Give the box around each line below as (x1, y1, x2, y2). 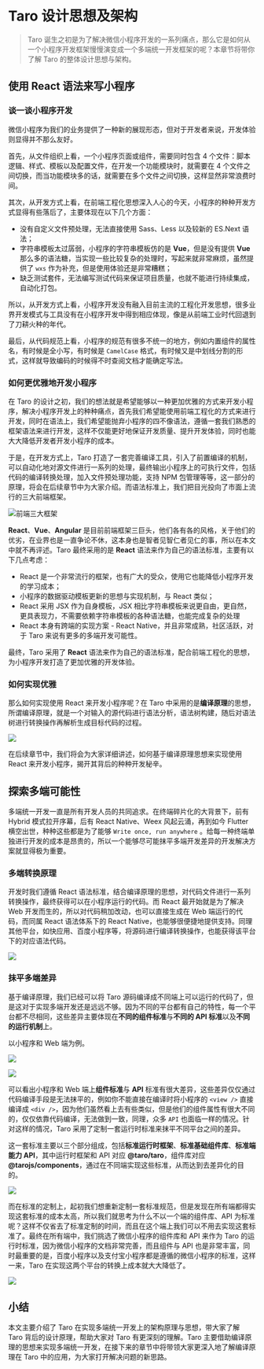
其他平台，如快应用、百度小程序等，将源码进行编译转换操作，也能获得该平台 (8, 926, 256, 936)
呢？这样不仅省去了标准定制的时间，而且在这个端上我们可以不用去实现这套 (8, 1221, 249, 1231)
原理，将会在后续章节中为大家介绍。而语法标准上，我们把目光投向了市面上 (8, 482, 249, 492)
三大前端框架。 (21, 492, 71, 501)
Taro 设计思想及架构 (8, 7, 138, 25)
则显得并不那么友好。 (8, 135, 77, 144)
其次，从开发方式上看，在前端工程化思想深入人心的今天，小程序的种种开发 (8, 197, 249, 207)
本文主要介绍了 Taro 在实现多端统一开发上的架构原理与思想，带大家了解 (8, 1323, 240, 1332)
